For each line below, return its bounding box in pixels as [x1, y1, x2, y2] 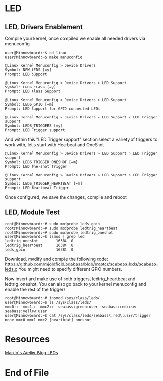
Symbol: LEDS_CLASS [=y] [5, 85, 56, 89]
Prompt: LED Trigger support [5, 128, 65, 133]
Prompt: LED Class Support [5, 89, 61, 94]
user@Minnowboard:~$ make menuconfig [5, 55, 83, 59]
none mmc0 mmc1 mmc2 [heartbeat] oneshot [5, 317, 92, 322]
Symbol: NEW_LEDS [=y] [5, 67, 52, 72]
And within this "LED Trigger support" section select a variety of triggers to [5, 136, 158, 142]
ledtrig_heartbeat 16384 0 [5, 243, 74, 248]
